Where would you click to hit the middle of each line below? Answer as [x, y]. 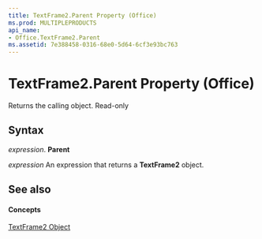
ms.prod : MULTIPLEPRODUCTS [52, 23]
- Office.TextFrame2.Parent [54, 37]
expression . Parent [39, 149]
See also [30, 190]
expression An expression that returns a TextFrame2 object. [106, 164]
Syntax [26, 131]
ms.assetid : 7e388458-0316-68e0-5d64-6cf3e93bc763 [93, 45]
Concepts [24, 209]
